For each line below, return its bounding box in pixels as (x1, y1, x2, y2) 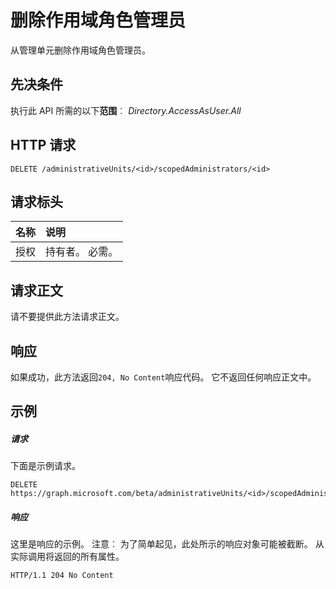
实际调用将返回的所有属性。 (10, 551, 125, 563)
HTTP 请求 (10, 137, 77, 154)
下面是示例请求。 (10, 460, 81, 472)
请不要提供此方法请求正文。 (10, 311, 125, 323)
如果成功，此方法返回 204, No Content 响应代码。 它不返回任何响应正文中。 (10, 371, 317, 383)
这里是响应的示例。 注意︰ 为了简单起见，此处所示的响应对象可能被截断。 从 (10, 538, 325, 550)
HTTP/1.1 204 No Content (10, 571, 114, 581)
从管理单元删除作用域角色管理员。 (10, 44, 151, 56)
